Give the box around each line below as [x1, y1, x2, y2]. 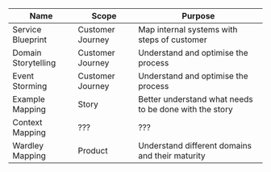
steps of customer [138, 34, 207, 45]
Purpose [181, 10, 215, 21]
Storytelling [12, 57, 56, 68]
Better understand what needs [138, 94, 253, 104]
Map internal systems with [138, 24, 238, 35]
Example [12, 94, 46, 104]
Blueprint [12, 34, 47, 45]
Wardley [12, 141, 44, 151]
